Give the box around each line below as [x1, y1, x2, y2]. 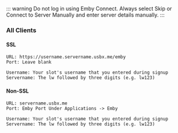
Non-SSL [6, 87, 29, 94]
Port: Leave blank [6, 59, 52, 65]
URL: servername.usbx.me [6, 100, 68, 106]
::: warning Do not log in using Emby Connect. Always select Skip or [6, 5, 172, 12]
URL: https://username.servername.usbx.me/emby [6, 54, 126, 60]
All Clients [6, 26, 37, 34]
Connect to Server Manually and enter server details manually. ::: [6, 11, 165, 18]
